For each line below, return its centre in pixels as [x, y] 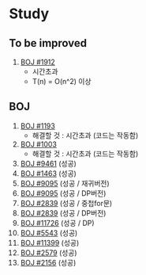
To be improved [48, 43]
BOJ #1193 [38, 126]
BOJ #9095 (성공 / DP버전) [63, 193]
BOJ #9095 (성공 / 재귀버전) [65, 183]
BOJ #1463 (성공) [49, 173]
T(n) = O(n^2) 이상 [62, 81]
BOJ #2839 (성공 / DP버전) [63, 213]
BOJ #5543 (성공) [49, 233]
